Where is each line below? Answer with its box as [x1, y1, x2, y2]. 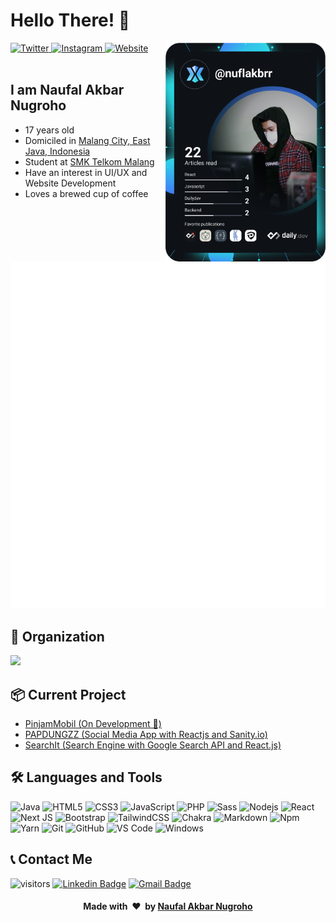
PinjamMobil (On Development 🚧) [24, 718, 162, 730]
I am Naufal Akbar [10, 82, 125, 99]
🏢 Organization [10, 628, 105, 645]
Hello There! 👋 [10, 9, 131, 32]
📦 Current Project [10, 686, 127, 703]
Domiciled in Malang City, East [24, 134, 151, 146]
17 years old [24, 124, 75, 136]
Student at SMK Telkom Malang [24, 155, 155, 168]
